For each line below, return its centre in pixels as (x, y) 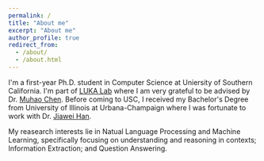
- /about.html (38, 60)
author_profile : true (44, 38)
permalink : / (30, 15)
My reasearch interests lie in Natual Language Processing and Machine (124, 131)
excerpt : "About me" (42, 30)
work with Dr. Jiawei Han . (50, 116)
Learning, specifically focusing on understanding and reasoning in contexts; (132, 140)
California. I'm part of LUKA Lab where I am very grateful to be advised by (129, 90)
